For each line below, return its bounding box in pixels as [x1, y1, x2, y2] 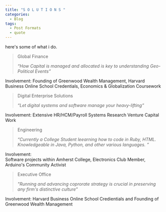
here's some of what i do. [5, 44, 58, 50]
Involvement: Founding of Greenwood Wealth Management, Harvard [5, 78, 145, 84]
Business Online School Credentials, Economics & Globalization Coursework [5, 83, 162, 89]
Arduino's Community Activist [5, 162, 66, 167]
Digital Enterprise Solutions [17, 93, 73, 99]
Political [17, 68, 34, 74]
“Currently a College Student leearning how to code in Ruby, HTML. [17, 137, 157, 142]
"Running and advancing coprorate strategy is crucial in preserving [17, 181, 156, 187]
